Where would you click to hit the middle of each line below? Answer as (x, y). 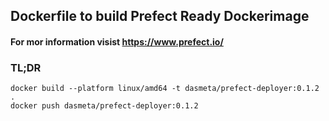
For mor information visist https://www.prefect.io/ (117, 41)
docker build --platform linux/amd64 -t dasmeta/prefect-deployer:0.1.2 (165, 89)
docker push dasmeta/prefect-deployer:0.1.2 (104, 106)
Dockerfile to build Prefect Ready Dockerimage (160, 16)
